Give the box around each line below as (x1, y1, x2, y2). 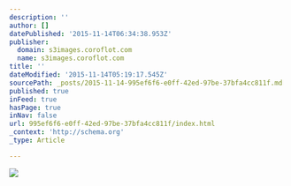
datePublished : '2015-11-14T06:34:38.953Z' (9, 29, 172, 38)
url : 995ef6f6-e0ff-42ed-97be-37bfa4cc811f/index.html (9, 120, 216, 129)
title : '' (9, 63, 46, 71)
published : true (9, 86, 69, 95)
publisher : (9, 37, 50, 47)
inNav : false (9, 111, 57, 120)
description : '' (9, 12, 69, 22)
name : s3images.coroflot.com (17, 54, 125, 63)
